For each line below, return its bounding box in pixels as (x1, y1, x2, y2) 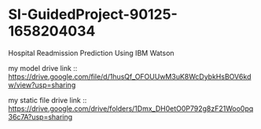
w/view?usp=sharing (8, 80, 76, 90)
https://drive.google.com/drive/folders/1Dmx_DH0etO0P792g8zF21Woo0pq (8, 104, 254, 113)
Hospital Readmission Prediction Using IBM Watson (8, 48, 175, 57)
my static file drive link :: (8, 95, 87, 105)
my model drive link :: (8, 63, 78, 72)
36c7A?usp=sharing (8, 112, 73, 121)
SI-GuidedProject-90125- (8, 6, 178, 24)
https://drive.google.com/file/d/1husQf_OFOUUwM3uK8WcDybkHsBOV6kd (8, 72, 252, 81)
